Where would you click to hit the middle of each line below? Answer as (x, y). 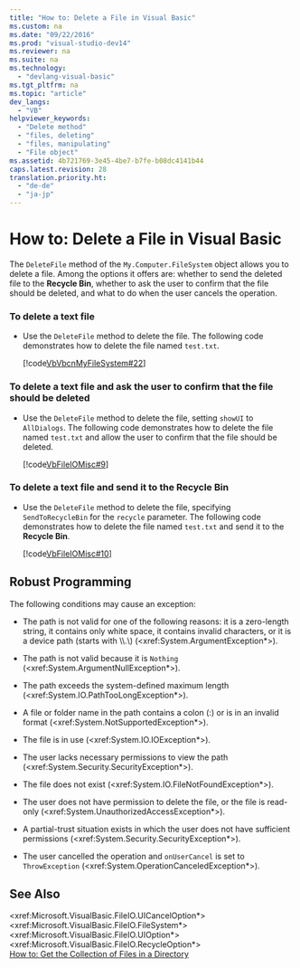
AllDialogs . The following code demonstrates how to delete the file (148, 427)
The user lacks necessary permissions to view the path (125, 757)
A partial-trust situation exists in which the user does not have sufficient (156, 829)
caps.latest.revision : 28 (58, 169)
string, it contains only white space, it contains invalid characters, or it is (157, 631)
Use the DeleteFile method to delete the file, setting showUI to (138, 418)
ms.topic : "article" (48, 93)
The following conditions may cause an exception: (103, 603)
